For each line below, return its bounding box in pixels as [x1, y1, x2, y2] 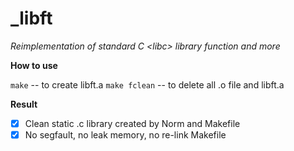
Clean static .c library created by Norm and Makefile [24, 117, 241, 129]
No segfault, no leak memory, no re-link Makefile [24, 129, 227, 141]
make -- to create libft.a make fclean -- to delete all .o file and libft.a [10, 78, 285, 91]
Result [10, 98, 38, 110]
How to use [10, 59, 58, 71]
